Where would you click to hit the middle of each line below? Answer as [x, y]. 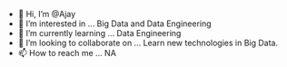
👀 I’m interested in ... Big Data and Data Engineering [114, 24]
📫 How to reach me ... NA [67, 53]
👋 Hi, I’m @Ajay [47, 14]
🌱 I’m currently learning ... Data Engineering [99, 33]
